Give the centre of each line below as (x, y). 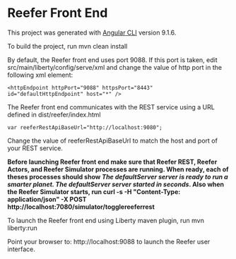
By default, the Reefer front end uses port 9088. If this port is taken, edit (112, 60)
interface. (21, 249)
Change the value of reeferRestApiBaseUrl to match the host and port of (112, 140)
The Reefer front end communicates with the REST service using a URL (111, 107)
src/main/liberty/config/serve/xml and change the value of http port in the (115, 67)
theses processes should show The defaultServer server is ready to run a (118, 176)
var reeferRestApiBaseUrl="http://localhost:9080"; (85, 127)
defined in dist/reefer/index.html (54, 114)
